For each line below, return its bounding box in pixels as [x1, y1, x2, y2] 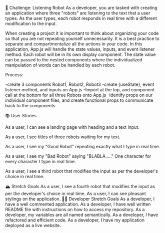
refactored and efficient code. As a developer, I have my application [5, 217, 145, 223]
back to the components [5, 103, 56, 108]
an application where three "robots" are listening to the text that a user [5, 10, 150, 16]
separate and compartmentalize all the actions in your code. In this [5, 41, 142, 47]
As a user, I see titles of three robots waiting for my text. [5, 134, 121, 140]
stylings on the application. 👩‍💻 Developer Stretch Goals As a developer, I [5, 196, 155, 202]
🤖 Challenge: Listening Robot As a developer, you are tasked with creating [5, 5, 157, 10]
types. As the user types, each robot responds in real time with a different [5, 15, 157, 21]
